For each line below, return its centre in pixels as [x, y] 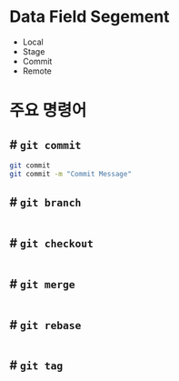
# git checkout [51, 243]
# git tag [36, 366]
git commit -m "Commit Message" [70, 174]
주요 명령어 [48, 110]
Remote [37, 71]
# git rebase [45, 325]
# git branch [45, 202]
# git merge [42, 284]
